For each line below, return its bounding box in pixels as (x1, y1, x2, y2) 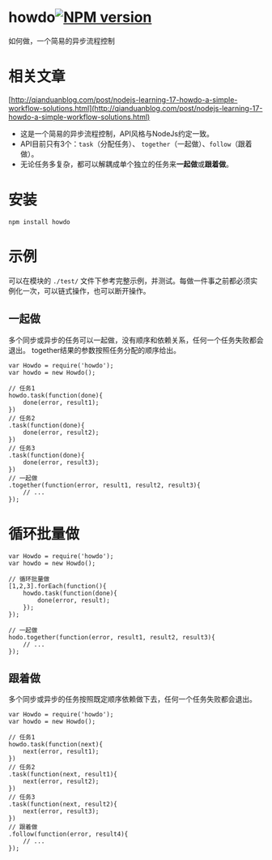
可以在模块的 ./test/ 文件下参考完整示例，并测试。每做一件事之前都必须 (8, 276, 251, 286)
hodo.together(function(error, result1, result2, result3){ (8, 633, 216, 641)
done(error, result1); (23, 398, 100, 406)
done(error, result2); (23, 428, 100, 436)
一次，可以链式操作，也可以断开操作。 (22, 286, 151, 295)
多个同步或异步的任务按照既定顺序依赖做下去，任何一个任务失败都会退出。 (8, 694, 257, 704)
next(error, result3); (23, 807, 100, 815)
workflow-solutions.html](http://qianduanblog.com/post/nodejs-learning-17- (8, 103, 263, 113)
